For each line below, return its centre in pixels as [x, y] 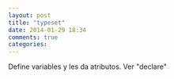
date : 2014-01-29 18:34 [47, 30]
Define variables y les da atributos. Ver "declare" [88, 66]
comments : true [33, 37]
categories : [28, 45]
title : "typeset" [37, 23]
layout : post [30, 15]
